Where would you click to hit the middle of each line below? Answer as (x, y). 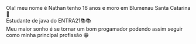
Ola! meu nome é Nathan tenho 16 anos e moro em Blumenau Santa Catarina (98, 8)
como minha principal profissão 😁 (48, 35)
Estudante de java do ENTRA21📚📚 (49, 21)
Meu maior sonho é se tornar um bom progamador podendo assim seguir (94, 29)
